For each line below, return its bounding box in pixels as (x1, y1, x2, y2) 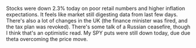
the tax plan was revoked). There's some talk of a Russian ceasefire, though (6, 23, 191, 30)
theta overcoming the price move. (6, 36, 88, 42)
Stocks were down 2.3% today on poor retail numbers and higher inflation (6, 5, 185, 12)
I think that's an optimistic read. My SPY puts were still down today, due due (6, 29, 191, 36)
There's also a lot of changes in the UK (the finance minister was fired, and (6, 17, 188, 24)
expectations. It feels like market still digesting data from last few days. (6, 11, 178, 18)
